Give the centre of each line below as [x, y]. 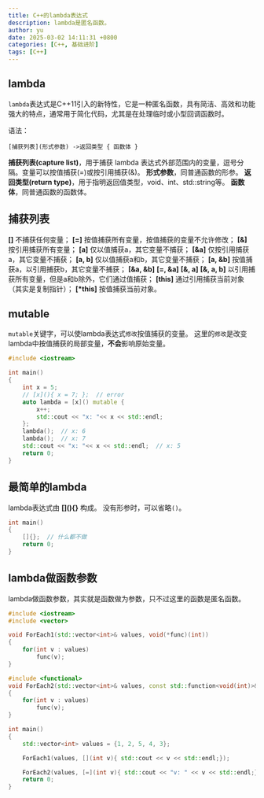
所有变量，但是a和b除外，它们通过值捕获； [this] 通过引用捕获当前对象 [130, 279]
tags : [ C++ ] [27, 52]
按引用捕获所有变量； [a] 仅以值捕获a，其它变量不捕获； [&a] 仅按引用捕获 [129, 249]
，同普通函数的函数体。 [53, 192]
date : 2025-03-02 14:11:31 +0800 [63, 37]
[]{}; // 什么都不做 [55, 537]
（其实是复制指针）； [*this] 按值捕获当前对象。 [84, 289]
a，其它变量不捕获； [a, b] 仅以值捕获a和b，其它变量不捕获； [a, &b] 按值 [127, 259]
